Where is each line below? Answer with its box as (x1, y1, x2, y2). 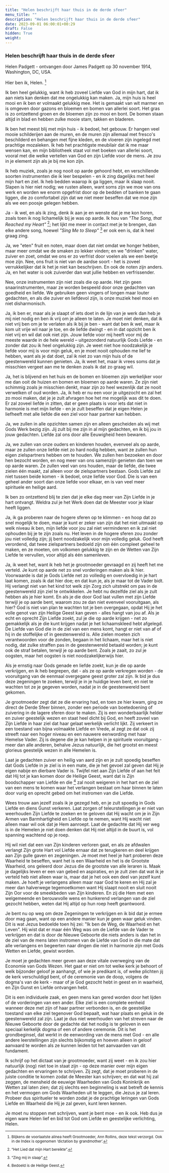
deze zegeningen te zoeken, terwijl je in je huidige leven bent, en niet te (5, 678, 153, 685)
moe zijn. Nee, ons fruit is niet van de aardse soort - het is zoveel (5, 259, 140, 265)
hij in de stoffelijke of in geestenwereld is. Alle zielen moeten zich (5, 631, 140, 638)
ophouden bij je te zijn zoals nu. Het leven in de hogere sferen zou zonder (5, 530, 158, 537)
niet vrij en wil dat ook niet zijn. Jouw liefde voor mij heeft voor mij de (5, 332, 149, 338)
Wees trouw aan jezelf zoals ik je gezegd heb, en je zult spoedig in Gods (5, 799, 155, 806)
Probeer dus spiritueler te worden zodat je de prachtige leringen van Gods (5, 1095, 159, 1101)
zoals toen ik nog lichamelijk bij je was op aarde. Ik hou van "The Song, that (5, 215, 162, 221)
